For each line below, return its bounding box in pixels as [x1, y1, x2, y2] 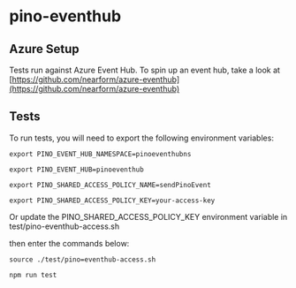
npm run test [9, 270, 57, 279]
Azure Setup [9, 42, 80, 57]
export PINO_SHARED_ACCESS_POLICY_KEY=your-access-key [9, 196, 216, 205]
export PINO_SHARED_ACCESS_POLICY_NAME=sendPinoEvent [9, 180, 212, 189]
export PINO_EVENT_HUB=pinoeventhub [9, 165, 144, 174]
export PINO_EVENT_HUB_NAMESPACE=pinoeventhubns [9, 149, 192, 158]
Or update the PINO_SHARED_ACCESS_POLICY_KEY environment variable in [9, 211, 288, 222]
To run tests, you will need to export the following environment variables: [9, 133, 274, 143]
